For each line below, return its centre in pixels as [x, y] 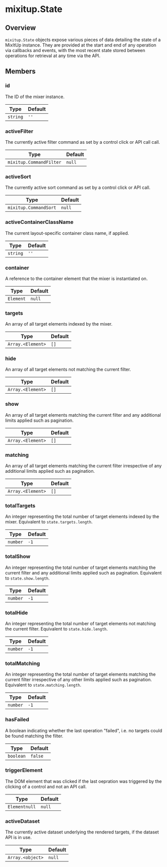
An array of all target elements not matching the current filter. [68, 370]
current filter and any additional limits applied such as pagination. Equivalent [83, 572]
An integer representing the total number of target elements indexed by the [82, 516]
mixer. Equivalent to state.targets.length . [49, 522]
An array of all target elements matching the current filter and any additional [83, 415]
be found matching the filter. [34, 736]
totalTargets [20, 505]
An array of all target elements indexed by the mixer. [59, 324]
